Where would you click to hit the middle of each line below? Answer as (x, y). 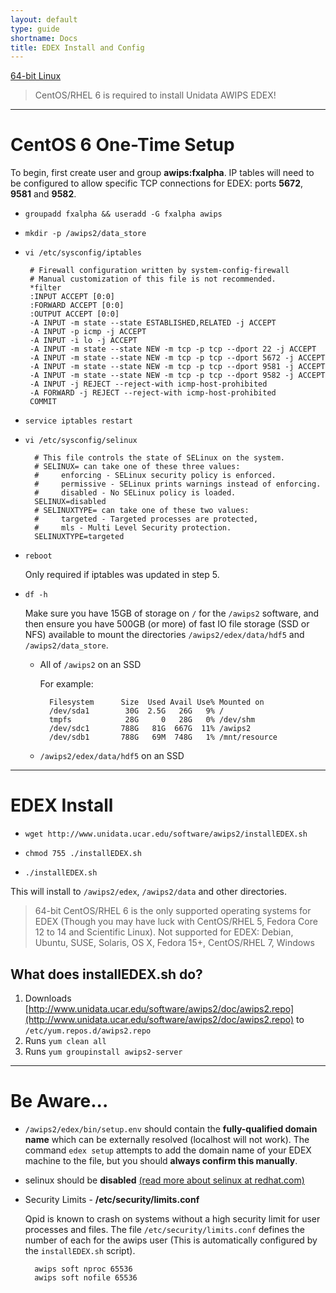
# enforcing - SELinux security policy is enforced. (155, 476)
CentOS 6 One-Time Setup (122, 145)
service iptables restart (78, 421)
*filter (45, 288)
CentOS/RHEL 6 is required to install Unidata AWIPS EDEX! (155, 95)
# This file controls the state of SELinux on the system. (160, 458)
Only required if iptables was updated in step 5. (122, 575)
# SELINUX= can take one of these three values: (137, 467)
